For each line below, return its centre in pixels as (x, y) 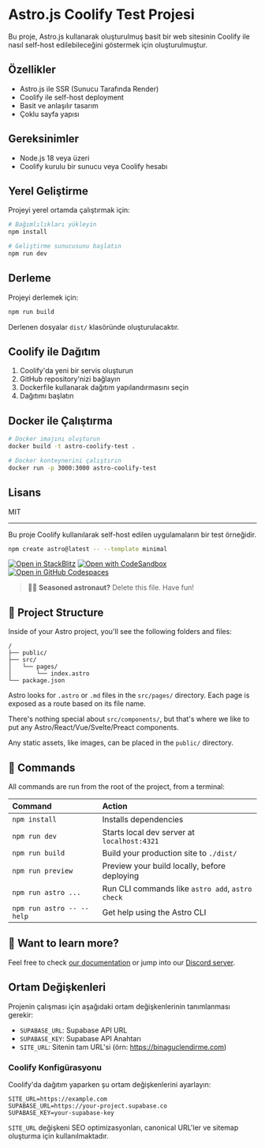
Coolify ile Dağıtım (54, 351)
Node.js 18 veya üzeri (54, 158)
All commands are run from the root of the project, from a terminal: (116, 787)
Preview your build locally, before (164, 866)
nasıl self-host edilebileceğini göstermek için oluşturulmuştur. (108, 44)
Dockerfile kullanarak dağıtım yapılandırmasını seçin (104, 387)
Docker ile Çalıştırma (60, 421)
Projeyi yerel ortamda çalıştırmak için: (69, 210)
